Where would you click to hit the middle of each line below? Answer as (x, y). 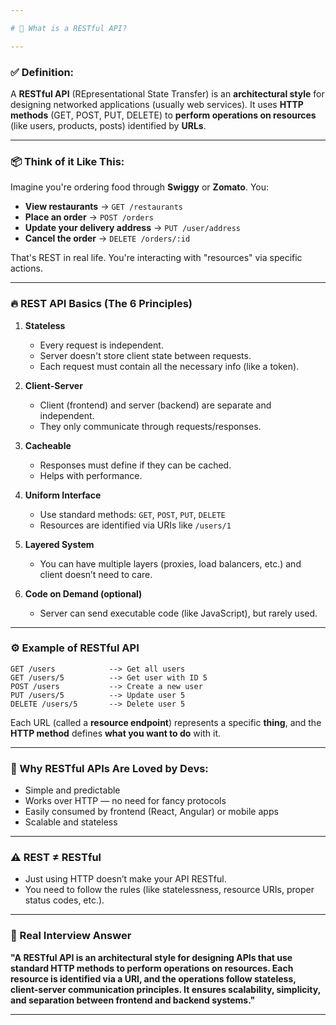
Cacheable (48, 445)
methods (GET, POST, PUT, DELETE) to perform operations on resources (163, 115)
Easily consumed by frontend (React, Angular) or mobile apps (151, 812)
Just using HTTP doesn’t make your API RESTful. (125, 879)
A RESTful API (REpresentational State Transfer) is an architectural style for (167, 93)
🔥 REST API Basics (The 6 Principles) (101, 304)
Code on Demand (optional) (83, 593)
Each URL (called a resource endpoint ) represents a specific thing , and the (166, 722)
